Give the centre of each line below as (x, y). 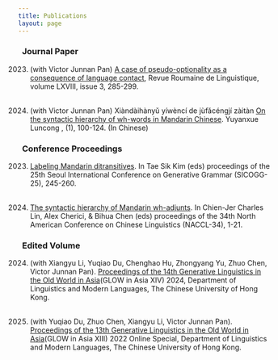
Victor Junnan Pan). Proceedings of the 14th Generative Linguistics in (145, 272)
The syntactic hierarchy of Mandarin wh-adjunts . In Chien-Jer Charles (147, 207)
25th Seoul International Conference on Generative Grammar (131, 175)
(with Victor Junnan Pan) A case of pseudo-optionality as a (128, 69)
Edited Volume (51, 245)
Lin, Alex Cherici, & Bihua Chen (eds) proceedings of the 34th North (143, 216)
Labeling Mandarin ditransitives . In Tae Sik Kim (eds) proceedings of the (150, 166)
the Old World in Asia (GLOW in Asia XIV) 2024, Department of (133, 280)
